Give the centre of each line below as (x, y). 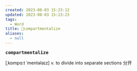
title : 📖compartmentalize (33, 29)
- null (17, 39)
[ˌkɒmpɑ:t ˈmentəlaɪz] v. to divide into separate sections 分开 (69, 63)
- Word (17, 24)
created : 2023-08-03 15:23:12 (38, 10)
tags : (11, 19)
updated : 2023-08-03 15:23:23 (38, 15)
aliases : (15, 33)
